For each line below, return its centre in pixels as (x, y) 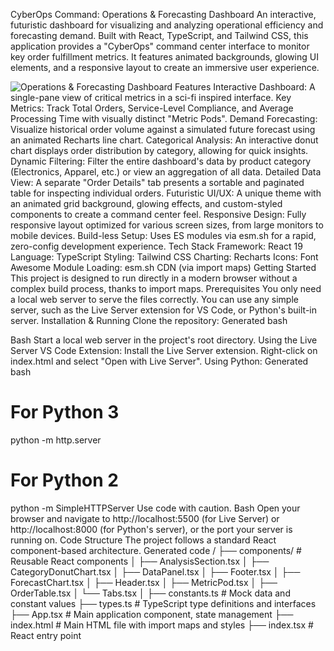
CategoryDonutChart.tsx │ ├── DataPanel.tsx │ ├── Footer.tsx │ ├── (155, 571)
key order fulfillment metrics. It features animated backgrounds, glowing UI (164, 57)
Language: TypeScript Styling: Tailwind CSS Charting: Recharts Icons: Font (164, 257)
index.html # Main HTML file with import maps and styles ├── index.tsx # (162, 625)
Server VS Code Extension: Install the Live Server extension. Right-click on (164, 350)
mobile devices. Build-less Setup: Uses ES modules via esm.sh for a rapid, (163, 235)
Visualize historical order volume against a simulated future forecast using (163, 129)
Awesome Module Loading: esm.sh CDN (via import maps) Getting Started (163, 267)
